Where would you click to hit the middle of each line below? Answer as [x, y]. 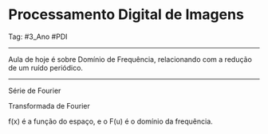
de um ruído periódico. [46, 67]
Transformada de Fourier [49, 105]
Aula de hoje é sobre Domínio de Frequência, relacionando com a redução [130, 59]
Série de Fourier [35, 90]
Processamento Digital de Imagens [126, 15]
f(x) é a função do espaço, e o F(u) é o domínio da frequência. [110, 121]
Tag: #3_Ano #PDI [38, 36]
